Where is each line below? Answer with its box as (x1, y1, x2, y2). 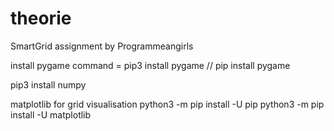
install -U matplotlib (10, 108, 92, 121)
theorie (10, 7, 72, 30)
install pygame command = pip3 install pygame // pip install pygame (10, 59, 291, 71)
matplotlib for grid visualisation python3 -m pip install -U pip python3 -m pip (10, 98, 325, 110)
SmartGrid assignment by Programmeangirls (10, 40, 194, 52)
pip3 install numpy (10, 78, 87, 91)
